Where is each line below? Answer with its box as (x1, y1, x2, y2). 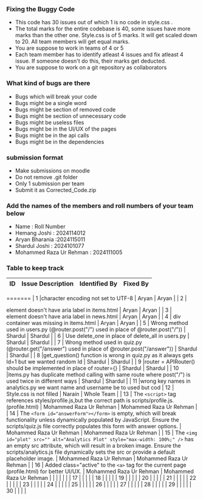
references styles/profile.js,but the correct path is (6, 397, 131, 404)
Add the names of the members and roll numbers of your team (6, 201, 194, 210)
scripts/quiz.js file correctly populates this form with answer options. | (6, 423, 182, 430)
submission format (6, 153, 64, 162)
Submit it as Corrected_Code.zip (15, 186, 97, 193)
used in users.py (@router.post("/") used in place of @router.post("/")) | (6, 326, 186, 333)
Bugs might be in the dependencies (15, 138, 105, 145)
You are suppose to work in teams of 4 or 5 (15, 44, 124, 52)
